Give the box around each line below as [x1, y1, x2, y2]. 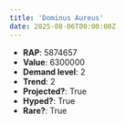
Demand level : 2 [22, 66, 86, 77]
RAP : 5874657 [22, 46, 78, 57]
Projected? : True [22, 86, 88, 97]
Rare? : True [22, 105, 68, 116]
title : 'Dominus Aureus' [9, 13, 104, 23]
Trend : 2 [22, 76, 57, 87]
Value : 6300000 [22, 56, 85, 67]
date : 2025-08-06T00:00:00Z [9, 22, 117, 31]
